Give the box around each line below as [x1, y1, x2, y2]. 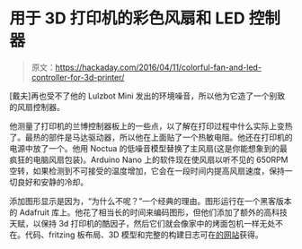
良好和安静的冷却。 [16, 176, 88, 187]
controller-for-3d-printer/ [31, 72, 125, 82]
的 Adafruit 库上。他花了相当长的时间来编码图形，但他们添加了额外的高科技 [9, 207, 288, 218]
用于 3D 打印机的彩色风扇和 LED [9, 8, 245, 29]
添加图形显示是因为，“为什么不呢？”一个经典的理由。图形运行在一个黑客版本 [9, 195, 292, 206]
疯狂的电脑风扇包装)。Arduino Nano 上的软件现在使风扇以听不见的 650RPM [9, 154, 289, 165]
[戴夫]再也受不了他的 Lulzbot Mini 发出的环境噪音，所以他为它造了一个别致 [9, 90, 286, 101]
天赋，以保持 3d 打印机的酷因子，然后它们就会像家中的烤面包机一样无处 [9, 218, 276, 228]
